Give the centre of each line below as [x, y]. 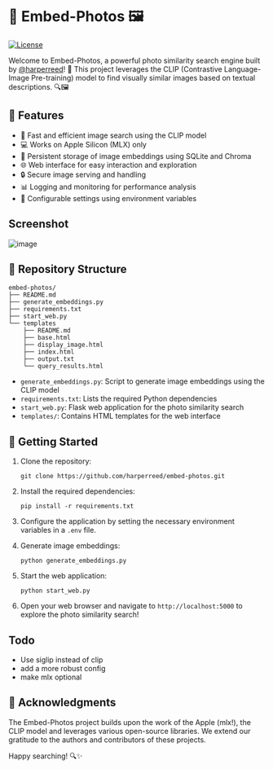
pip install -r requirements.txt [77, 507]
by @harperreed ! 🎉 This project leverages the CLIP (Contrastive [115, 69]
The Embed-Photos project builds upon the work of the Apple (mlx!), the [130, 722]
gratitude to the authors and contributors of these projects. [107, 740]
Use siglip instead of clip [62, 660]
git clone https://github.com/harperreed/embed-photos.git [123, 477]
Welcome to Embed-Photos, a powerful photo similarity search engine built [134, 60]
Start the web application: [64, 576]
